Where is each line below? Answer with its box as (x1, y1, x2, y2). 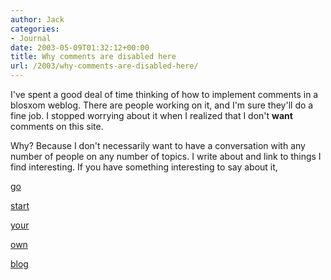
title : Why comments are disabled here (10, 52, 177, 62)
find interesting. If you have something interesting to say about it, (10, 161, 278, 173)
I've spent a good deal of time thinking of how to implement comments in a (10, 89, 319, 100)
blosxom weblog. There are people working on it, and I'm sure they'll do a (10, 99, 314, 111)
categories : (10, 24, 60, 34)
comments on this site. (10, 121, 104, 132)
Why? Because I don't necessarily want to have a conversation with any (10, 140, 306, 151)
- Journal (10, 33, 52, 43)
